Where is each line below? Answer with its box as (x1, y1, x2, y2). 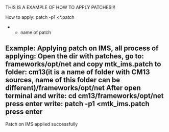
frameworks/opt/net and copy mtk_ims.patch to (5, 60, 161, 69)
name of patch (20, 29, 51, 35)
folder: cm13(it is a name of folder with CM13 (5, 68, 150, 77)
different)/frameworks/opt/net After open (5, 84, 141, 92)
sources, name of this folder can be (5, 76, 120, 84)
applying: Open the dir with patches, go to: (5, 52, 144, 60)
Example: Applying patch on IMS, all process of (5, 44, 159, 53)
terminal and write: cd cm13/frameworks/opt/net (5, 91, 164, 101)
